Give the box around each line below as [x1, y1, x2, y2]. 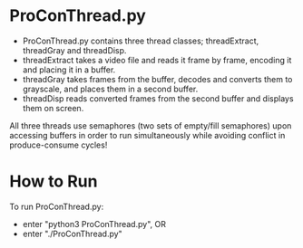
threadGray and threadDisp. [22, 44, 127, 55]
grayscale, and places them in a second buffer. [22, 83, 199, 94]
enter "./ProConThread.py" [22, 228, 122, 239]
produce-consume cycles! [9, 139, 108, 150]
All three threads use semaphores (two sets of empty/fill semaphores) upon [9, 119, 292, 131]
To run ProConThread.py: [9, 201, 104, 212]
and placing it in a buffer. [22, 64, 116, 75]
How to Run [9, 171, 98, 192]
